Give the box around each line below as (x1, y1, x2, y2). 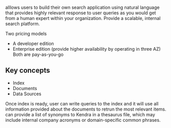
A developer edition (12, 40, 55, 47)
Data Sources (12, 91, 42, 97)
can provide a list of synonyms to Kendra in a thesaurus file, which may (5, 111, 156, 117)
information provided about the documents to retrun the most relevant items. (5, 106, 166, 112)
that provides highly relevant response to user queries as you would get (5, 10, 156, 16)
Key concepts (5, 66, 50, 75)
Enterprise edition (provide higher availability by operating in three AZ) (12, 46, 161, 52)
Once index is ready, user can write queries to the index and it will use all (5, 100, 159, 106)
